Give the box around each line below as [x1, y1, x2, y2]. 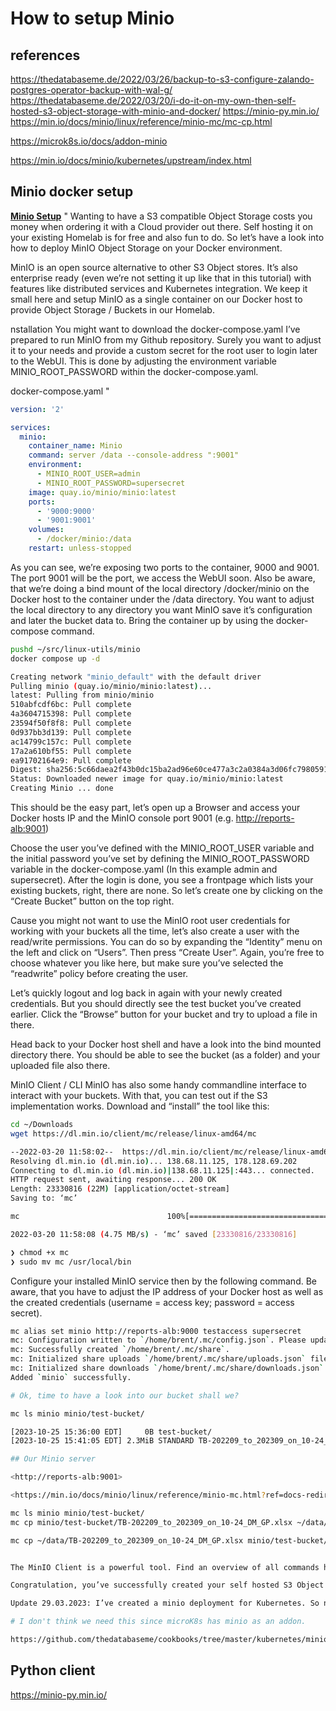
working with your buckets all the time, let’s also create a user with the [10, 925, 300, 937]
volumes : [28, 525, 65, 535]
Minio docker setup [10, 183, 134, 201]
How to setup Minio [10, 7, 175, 30]
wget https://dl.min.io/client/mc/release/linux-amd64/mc [10, 1128, 257, 1139]
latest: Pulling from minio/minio [10, 690, 155, 701]
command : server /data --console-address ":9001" [28, 450, 240, 461]
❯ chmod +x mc [10, 1247, 70, 1257]
